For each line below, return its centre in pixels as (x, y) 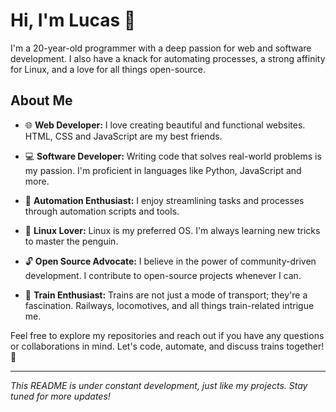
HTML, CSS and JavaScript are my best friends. (123, 136)
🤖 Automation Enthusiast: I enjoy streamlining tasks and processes (164, 200)
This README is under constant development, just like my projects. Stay (159, 385)
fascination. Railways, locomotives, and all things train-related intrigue (169, 305)
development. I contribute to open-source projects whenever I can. (163, 275)
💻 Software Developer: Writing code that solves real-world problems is (173, 156)
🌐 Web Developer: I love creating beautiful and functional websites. (165, 125)
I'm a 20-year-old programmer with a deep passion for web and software (161, 48)
